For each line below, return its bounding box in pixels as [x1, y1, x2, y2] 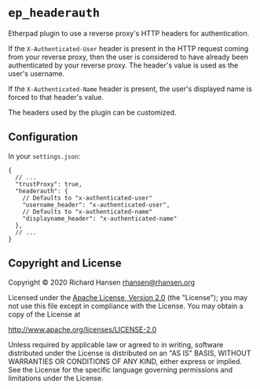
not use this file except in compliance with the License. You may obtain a [8, 301, 244, 310]
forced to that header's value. [8, 92, 104, 101]
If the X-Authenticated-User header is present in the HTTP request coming [8, 43, 249, 53]
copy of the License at [8, 309, 81, 319]
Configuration [8, 130, 79, 144]
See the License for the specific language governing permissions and [8, 365, 233, 374]
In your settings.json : [8, 151, 81, 160]
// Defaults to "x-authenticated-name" [22, 207, 153, 215]
